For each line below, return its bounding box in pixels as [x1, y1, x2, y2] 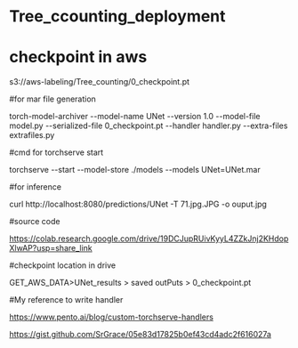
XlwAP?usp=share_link [9, 243, 93, 254]
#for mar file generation [9, 93, 96, 104]
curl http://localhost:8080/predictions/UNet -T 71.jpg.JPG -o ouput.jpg [9, 198, 267, 210]
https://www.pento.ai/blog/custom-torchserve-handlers [9, 312, 213, 322]
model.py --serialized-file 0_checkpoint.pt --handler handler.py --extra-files [9, 120, 288, 131]
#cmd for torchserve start [9, 147, 104, 158]
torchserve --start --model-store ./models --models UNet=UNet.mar [9, 165, 261, 175]
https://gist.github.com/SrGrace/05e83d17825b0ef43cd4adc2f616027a [9, 329, 271, 340]
